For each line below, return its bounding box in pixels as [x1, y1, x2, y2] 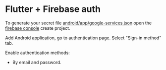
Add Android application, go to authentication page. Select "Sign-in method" [5, 35, 162, 41]
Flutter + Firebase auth [5, 3, 101, 15]
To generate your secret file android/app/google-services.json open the [5, 20, 152, 26]
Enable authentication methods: [5, 50, 70, 56]
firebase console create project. [5, 25, 70, 31]
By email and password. [12, 59, 62, 65]
